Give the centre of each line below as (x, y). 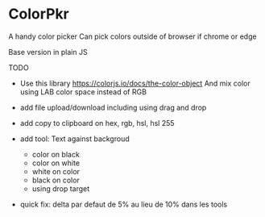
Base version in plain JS (48, 52)
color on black (56, 154)
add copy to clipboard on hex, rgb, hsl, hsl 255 (97, 123)
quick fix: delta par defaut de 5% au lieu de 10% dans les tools (124, 204)
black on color (56, 180)
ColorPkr (39, 14)
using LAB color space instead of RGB (83, 92)
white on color (56, 171)
